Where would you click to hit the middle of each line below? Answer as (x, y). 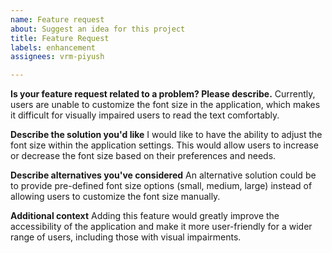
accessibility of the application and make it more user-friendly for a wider (161, 227)
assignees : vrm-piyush (57, 57)
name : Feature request (57, 19)
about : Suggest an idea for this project (98, 29)
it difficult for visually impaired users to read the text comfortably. (145, 115)
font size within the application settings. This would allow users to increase (164, 145)
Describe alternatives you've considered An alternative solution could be (163, 175)
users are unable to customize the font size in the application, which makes (165, 105)
